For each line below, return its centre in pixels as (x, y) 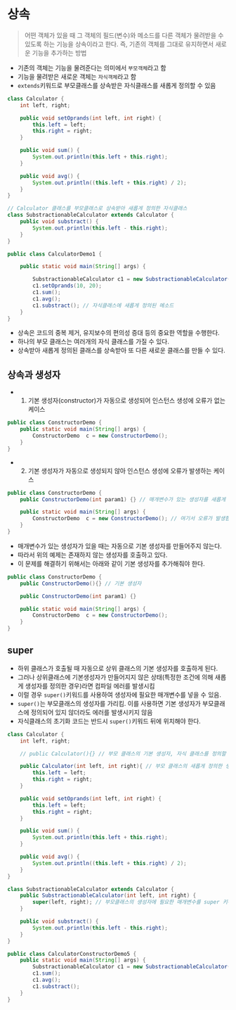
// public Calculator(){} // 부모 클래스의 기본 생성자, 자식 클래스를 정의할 (123, 754)
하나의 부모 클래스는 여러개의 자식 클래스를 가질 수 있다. (93, 341)
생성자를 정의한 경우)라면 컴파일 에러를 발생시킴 (90, 686)
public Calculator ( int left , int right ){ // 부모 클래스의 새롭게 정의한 (121, 766)
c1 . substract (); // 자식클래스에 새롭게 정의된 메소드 (103, 305)
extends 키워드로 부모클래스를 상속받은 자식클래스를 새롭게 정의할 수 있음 (117, 85)
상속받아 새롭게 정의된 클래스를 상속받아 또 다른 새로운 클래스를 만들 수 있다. (122, 351)
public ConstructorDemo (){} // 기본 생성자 (81, 583)
